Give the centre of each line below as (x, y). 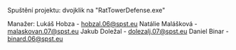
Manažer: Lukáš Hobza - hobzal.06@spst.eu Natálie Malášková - (102, 24)
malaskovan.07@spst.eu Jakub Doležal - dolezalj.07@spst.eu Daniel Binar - (118, 31)
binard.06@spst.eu (35, 39)
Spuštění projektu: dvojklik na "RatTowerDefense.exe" (86, 10)
